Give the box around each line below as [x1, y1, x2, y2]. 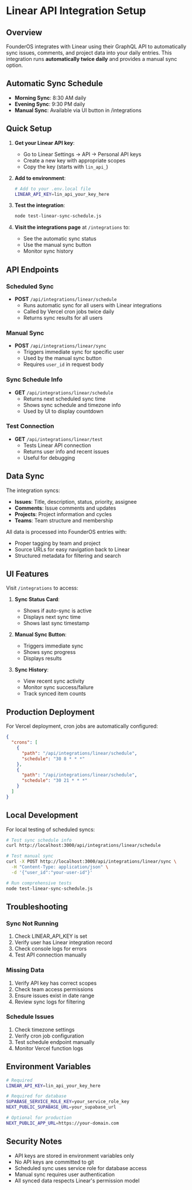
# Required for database [6, 1093, 67, 1099]
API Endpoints [6, 265, 59, 274]
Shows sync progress [23, 649, 76, 656]
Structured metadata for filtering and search [14, 552, 121, 559]
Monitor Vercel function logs [14, 1045, 84, 1052]
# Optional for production [6, 1115, 72, 1121]
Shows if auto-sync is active [23, 607, 92, 614]
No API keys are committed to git [14, 1158, 94, 1165]
